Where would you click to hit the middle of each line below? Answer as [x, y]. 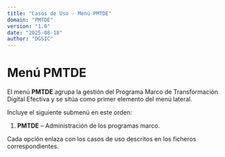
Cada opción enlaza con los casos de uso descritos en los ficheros [102, 139]
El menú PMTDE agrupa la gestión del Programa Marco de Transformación [113, 92]
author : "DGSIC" [30, 39]
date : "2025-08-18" [35, 33]
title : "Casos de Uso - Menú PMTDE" [59, 13]
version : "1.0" [29, 26]
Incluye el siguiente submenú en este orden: [70, 112]
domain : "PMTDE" [30, 20]
